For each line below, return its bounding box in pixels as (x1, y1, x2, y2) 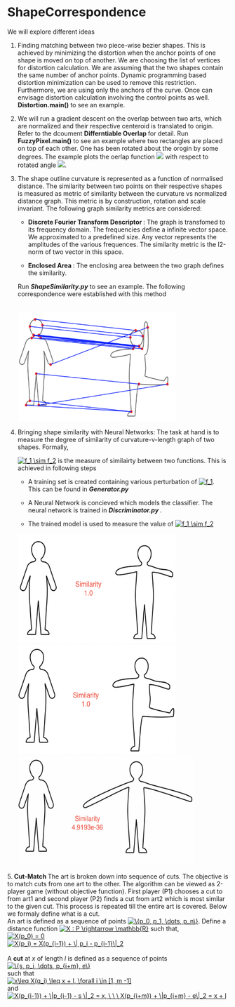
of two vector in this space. (44, 247, 124, 256)
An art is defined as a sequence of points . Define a (7, 916, 227, 925)
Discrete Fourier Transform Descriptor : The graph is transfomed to (27, 218, 226, 226)
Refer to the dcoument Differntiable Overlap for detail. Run (17, 129, 189, 138)
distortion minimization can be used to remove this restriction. (17, 78, 196, 86)
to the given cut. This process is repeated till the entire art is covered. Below (7, 902, 227, 910)
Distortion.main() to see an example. (17, 100, 126, 109)
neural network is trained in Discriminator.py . (27, 506, 163, 514)
